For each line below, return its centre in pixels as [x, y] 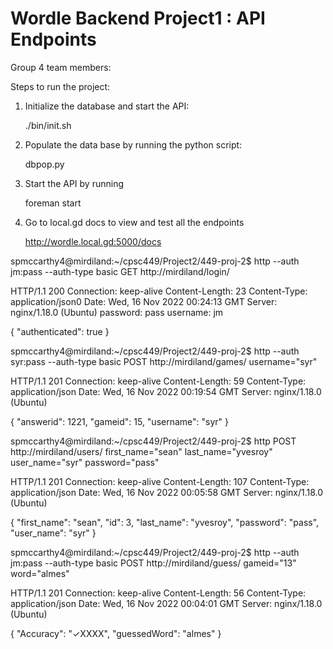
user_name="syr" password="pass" [85, 462]
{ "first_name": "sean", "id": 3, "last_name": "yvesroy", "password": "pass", [165, 522]
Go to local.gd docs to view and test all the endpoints [134, 222]
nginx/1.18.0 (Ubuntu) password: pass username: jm [117, 312]
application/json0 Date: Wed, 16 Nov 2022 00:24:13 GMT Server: [144, 301]
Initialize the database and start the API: [107, 106]
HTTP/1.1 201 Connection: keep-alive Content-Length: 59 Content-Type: [158, 381]
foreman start [53, 203]
